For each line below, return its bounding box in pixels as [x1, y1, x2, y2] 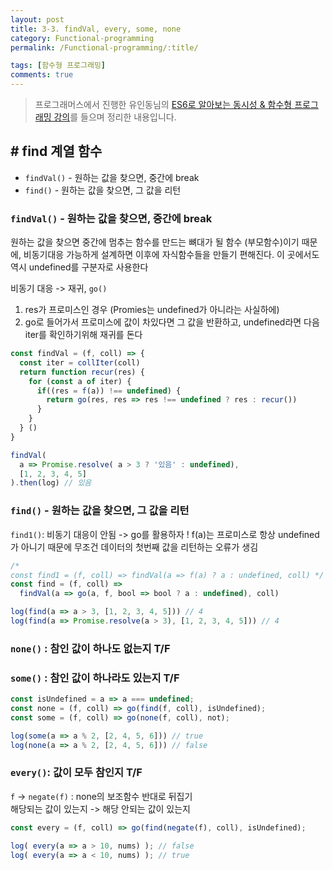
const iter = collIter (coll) [19, 357, 141, 368]
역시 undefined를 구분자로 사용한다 [10, 261, 149, 273]
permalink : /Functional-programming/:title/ [10, 42, 199, 53]
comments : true [10, 70, 74, 80]
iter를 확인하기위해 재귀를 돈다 [24, 329, 143, 341]
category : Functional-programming [10, 33, 155, 43]
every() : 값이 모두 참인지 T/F [10, 766, 143, 780]
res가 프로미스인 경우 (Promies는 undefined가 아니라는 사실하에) [24, 304, 280, 316]
